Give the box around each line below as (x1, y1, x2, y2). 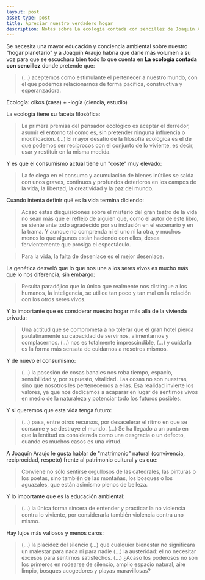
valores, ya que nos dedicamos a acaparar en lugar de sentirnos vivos (21, 388, 198, 396)
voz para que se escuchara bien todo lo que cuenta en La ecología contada (6, 55, 197, 63)
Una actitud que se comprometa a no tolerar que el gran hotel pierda (21, 326, 194, 333)
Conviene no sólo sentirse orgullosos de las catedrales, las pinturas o (21, 468, 196, 476)
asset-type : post (6, 15, 51, 21)
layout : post (6, 9, 40, 15)
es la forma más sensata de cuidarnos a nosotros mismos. (21, 345, 168, 353)
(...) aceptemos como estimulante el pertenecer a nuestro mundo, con (21, 74, 198, 81)
